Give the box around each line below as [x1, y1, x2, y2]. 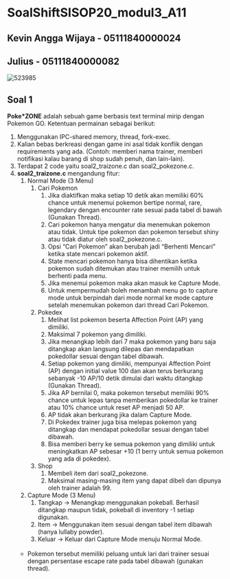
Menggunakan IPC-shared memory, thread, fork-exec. [16, 133, 171, 141]
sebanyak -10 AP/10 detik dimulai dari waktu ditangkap [47, 374, 203, 383]
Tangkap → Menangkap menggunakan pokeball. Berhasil [37, 498, 199, 507]
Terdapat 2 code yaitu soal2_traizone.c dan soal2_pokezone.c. [16, 162, 194, 170]
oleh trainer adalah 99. [47, 484, 112, 492]
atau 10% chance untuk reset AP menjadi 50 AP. [47, 403, 185, 412]
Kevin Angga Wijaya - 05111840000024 [7, 32, 181, 44]
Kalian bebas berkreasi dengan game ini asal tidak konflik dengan [16, 140, 203, 149]
